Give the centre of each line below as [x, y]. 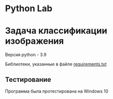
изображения [34, 41]
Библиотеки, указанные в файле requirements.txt [56, 64]
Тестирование [28, 79]
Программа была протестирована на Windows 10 [57, 91]
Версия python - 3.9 [26, 55]
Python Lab [29, 9]
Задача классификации [56, 31]
